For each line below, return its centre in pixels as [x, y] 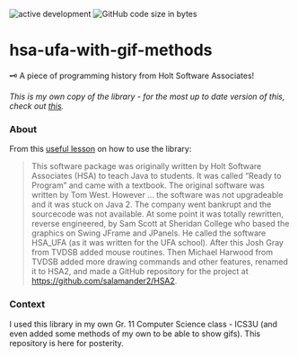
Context [27, 304]
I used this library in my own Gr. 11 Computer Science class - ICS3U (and [144, 324]
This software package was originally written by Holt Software [146, 166]
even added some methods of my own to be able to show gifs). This [135, 334]
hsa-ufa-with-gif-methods [111, 50]
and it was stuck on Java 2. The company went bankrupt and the [151, 205]
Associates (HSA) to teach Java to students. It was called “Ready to [156, 176]
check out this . [37, 106]
